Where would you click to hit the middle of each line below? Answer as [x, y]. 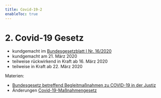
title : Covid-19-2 [24, 9]
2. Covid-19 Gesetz [45, 38]
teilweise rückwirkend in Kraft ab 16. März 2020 [60, 61]
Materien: [15, 76]
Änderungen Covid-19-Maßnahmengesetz [54, 90]
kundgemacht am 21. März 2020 [45, 56]
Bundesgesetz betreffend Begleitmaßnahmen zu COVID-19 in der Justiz [84, 85]
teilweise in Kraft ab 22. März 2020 [47, 67]
